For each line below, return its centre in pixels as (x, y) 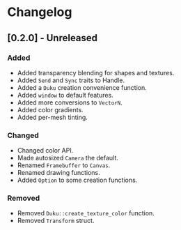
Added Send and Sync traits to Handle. (71, 80)
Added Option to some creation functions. (77, 180)
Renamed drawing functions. (58, 173)
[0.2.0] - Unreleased (53, 38)
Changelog (40, 12)
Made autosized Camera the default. (68, 158)
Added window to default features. (65, 95)
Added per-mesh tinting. (53, 117)
